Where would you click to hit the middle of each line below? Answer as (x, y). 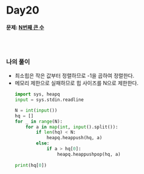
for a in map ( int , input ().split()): (72, 127)
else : (43, 143)
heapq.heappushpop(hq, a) (89, 154)
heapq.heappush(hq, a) (74, 138)
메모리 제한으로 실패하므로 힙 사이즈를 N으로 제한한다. (76, 83)
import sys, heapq (37, 94)
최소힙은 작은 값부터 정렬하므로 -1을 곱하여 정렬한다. (74, 76)
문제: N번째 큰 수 (25, 27)
